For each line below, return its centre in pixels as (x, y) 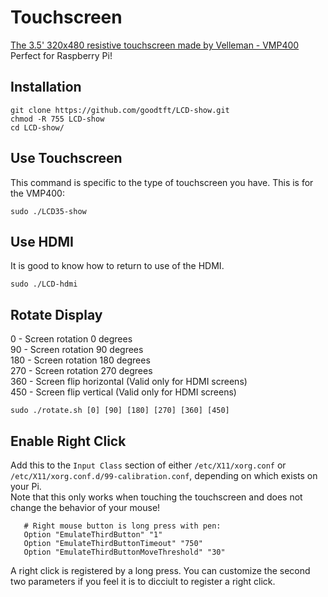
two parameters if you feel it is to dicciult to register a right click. (143, 581)
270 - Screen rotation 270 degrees (81, 371)
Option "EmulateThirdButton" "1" (93, 535)
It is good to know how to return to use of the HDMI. (117, 266)
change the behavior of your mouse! (85, 507)
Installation (46, 87)
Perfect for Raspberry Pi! (61, 55)
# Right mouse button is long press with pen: (122, 526)
